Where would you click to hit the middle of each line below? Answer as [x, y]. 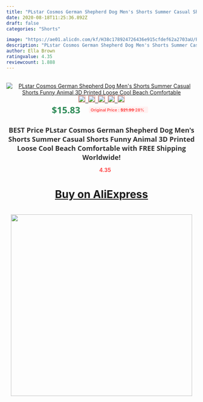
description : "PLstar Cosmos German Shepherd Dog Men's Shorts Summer [97, 45]
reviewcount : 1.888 [31, 62]
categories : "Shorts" [34, 29]
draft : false [23, 23]
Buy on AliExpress [101, 195]
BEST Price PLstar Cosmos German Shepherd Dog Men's [101, 130]
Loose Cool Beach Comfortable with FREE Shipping [101, 148]
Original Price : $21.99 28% [118, 110]
